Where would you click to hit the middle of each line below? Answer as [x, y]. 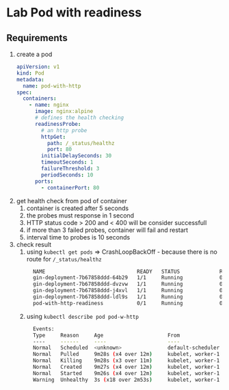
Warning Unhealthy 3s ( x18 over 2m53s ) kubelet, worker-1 [126, 380]
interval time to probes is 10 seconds [78, 237]
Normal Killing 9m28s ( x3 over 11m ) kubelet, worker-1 [126, 361]
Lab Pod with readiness [74, 13]
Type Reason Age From [106, 335]
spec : [24, 92]
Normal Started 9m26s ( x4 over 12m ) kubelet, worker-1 [126, 373]
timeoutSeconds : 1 [67, 162]
